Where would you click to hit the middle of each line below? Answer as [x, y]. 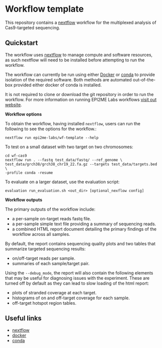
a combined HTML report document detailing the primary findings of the [84, 229]
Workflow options [24, 114]
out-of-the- [144, 79]
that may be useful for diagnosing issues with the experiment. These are [77, 278]
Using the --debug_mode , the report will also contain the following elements [79, 273]
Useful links [24, 319]
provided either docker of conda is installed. [58, 85]
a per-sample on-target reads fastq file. [51, 218]
